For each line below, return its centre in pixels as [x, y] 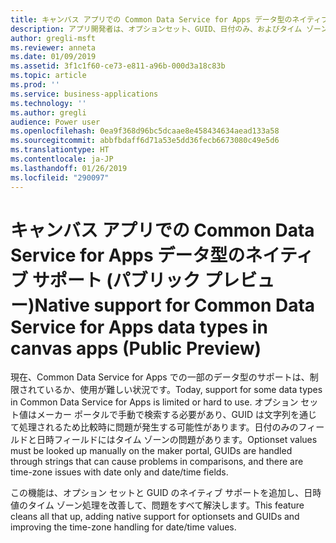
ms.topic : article [48, 76]
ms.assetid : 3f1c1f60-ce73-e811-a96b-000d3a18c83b [118, 66]
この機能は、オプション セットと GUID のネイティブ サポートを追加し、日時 [166, 493]
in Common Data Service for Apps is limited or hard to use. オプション [154, 402]
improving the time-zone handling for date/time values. [123, 527]
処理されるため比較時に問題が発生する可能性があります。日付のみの [158, 427]
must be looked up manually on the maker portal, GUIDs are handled [151, 451]
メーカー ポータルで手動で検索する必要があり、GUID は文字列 [164, 415]
